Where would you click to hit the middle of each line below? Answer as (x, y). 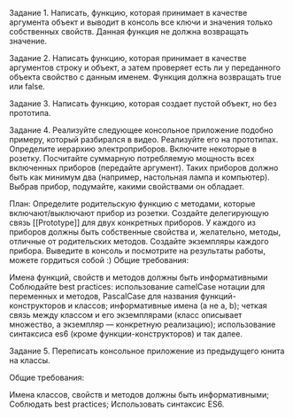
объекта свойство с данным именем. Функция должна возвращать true (145, 77)
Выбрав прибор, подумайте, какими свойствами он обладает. (127, 186)
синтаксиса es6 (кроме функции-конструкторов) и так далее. (126, 334)
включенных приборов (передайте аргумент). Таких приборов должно (144, 168)
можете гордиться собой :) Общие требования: (99, 260)
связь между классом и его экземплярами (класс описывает (126, 315)
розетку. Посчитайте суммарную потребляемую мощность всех (132, 158)
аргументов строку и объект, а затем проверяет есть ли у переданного (145, 67)
